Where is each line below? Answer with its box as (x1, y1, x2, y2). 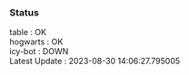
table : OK (9, 27, 47, 38)
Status (9, 6, 39, 19)
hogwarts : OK (9, 36, 64, 47)
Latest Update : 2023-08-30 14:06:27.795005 (9, 56, 181, 67)
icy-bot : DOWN (9, 46, 69, 57)
